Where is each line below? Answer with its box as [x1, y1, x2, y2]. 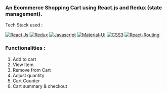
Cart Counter [12, 78, 40, 84]
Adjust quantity [12, 72, 45, 78]
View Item [12, 61, 34, 68]
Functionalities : [5, 45, 46, 52]
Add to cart [12, 56, 36, 62]
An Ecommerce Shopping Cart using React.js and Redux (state [5, 4, 162, 11]
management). [5, 10, 43, 17]
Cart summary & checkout [12, 83, 67, 89]
